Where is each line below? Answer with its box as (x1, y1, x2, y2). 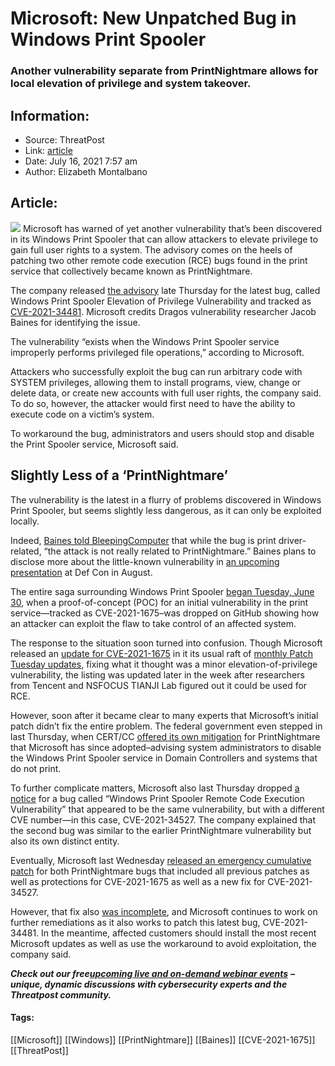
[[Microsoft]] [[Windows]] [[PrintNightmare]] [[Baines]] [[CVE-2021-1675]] (10, 1033, 316, 1046)
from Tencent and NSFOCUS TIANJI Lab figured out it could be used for (10, 679, 308, 691)
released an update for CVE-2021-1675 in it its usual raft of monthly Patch (10, 647, 314, 659)
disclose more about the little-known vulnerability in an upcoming (10, 555, 280, 567)
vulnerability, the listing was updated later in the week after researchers (10, 668, 305, 681)
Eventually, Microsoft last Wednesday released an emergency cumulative (10, 854, 312, 866)
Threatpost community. (10, 988, 112, 1001)
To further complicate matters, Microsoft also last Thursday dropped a (10, 782, 300, 794)
